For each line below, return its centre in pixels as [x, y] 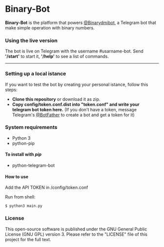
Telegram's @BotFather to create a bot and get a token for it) [73, 115]
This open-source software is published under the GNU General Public [76, 229]
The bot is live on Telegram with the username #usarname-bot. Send [74, 51]
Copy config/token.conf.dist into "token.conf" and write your [76, 104]
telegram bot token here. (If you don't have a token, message [74, 109]
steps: [11, 90]
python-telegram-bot [33, 166]
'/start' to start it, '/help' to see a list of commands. [57, 56]
